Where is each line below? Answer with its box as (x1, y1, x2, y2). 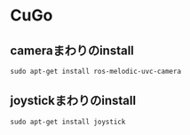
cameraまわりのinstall (10, 43, 134, 58)
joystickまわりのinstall (10, 93, 137, 108)
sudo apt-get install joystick (10, 117, 126, 126)
